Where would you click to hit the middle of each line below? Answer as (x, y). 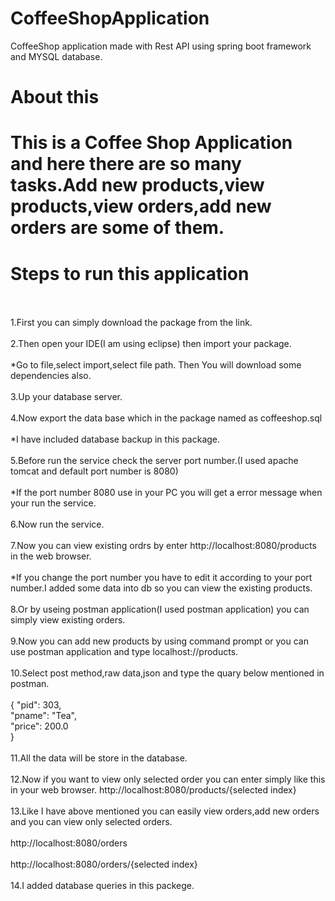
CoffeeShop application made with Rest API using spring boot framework (161, 46)
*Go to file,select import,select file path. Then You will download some (156, 365)
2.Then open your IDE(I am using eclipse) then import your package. (151, 344)
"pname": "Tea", (43, 716)
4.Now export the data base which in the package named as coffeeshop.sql (166, 418)
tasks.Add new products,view (137, 185)
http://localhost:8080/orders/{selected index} (104, 864)
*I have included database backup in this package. (115, 439)
